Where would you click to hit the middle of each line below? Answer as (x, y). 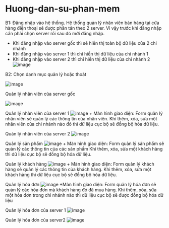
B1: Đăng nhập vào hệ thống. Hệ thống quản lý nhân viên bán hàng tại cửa (82, 23)
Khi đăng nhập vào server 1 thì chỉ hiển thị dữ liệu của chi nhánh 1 (80, 54)
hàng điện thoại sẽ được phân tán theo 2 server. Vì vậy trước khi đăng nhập (83, 28)
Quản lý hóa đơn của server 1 (36, 210)
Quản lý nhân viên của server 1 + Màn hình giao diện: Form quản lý (84, 113)
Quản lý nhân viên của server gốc (40, 94)
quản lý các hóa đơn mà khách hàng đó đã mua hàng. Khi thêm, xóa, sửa (81, 190)
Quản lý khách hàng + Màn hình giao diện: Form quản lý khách (80, 164)
